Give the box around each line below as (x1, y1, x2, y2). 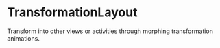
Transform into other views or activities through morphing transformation (7, 27, 214, 35)
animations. (7, 34, 40, 42)
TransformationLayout (7, 5, 138, 20)
